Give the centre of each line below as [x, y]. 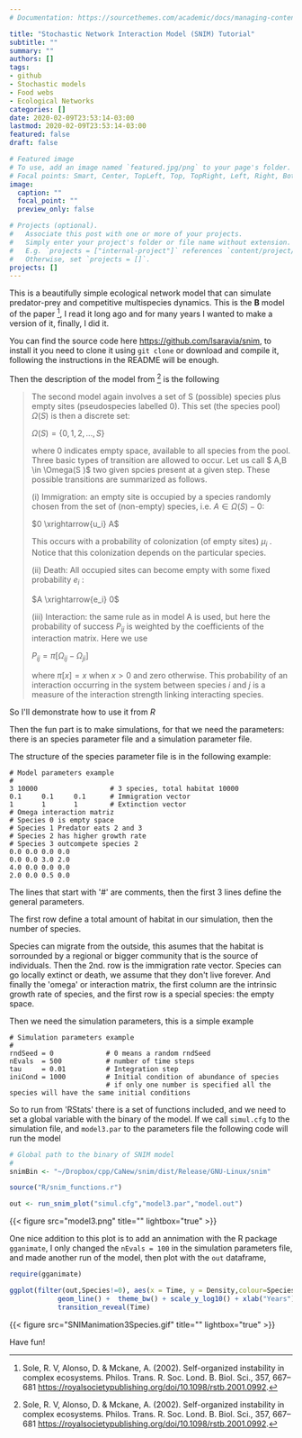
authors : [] [31, 59]
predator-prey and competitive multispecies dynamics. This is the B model [147, 303]
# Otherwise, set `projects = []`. [80, 259]
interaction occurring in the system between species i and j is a [148, 685]
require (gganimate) [46, 1274]
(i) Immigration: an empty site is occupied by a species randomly [151, 496]
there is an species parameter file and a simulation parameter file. [131, 739]
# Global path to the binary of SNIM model [92, 1154]
